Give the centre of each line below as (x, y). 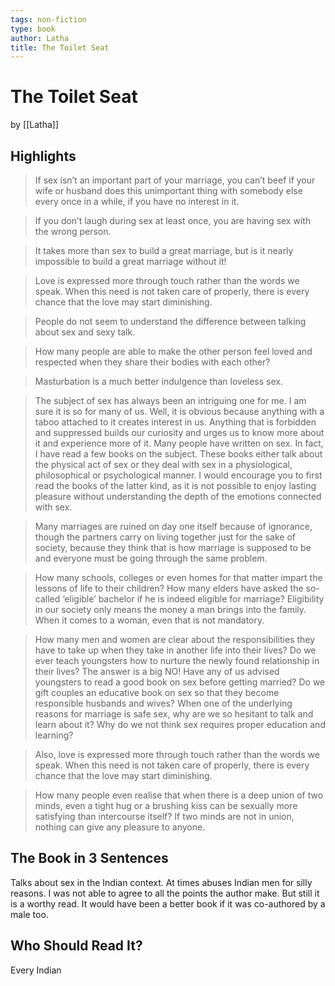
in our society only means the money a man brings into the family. (170, 609)
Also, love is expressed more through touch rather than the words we (177, 754)
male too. (29, 914)
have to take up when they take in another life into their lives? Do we (175, 650)
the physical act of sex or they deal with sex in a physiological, (163, 464)
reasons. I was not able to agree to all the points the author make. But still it (165, 893)
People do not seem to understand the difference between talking (170, 321)
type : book (33, 29)
